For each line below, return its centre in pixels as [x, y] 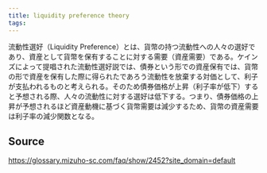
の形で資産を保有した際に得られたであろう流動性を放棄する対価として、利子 [133, 76]
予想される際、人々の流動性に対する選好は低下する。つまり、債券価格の [133, 96]
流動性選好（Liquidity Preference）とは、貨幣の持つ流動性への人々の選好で [132, 46]
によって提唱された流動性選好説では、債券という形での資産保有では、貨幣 [136, 66]
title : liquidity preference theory [69, 15]
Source [27, 141]
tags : [17, 23]
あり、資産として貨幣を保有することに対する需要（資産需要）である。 [123, 56]
